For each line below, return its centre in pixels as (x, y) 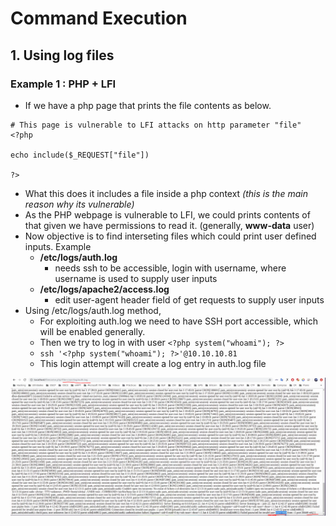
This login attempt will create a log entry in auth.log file (153, 363)
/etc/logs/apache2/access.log (104, 289)
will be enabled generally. (92, 331)
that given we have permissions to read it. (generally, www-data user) (169, 225)
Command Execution (99, 18)
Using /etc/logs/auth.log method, (93, 310)
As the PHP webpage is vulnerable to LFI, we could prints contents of (167, 214)
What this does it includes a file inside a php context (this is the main (166, 193)
